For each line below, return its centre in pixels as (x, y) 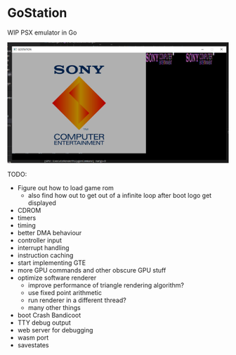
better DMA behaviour (50, 233)
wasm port (33, 338)
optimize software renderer (57, 278)
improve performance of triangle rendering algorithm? (106, 285)
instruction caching (45, 256)
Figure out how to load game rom (66, 188)
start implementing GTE (52, 263)
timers (27, 218)
